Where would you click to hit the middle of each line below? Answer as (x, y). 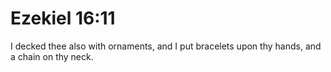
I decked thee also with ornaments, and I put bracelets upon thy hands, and (166, 46)
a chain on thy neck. (52, 56)
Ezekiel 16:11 (63, 18)
